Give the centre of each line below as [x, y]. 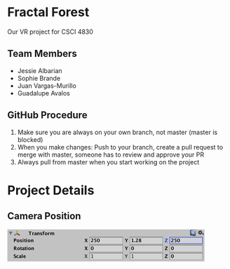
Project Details [51, 190]
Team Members [42, 54]
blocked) [30, 139]
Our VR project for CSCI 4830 [50, 32]
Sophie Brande [39, 78]
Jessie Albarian [40, 70]
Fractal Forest [48, 12]
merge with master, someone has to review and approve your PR [111, 155]
